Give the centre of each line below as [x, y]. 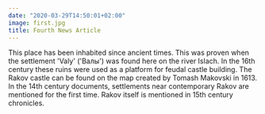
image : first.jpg [37, 23]
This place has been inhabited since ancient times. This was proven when [129, 53]
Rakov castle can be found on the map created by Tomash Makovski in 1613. [133, 78]
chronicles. [27, 103]
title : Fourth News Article [55, 30]
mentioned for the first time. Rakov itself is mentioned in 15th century [121, 95]
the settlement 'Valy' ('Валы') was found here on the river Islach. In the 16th [132, 61]
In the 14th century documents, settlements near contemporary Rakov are [129, 86]
